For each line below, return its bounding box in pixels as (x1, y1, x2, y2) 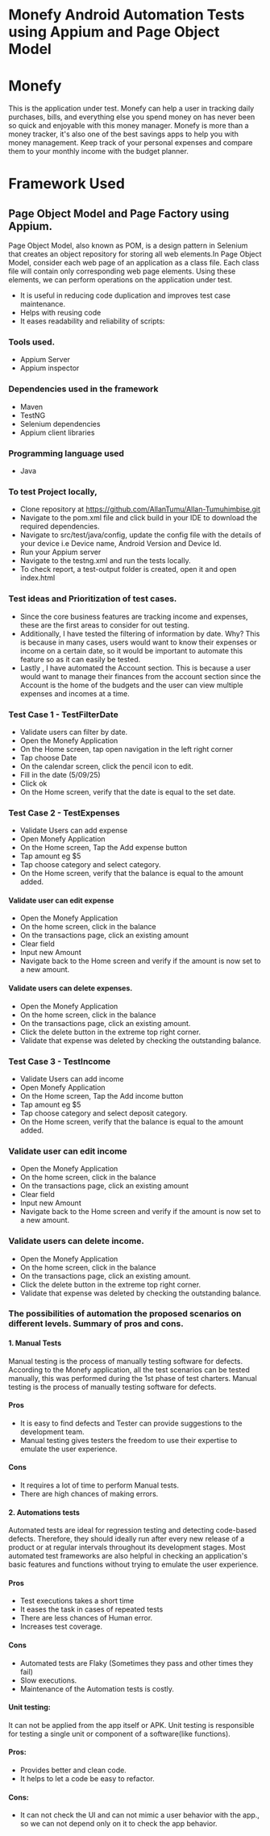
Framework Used (8, 175, 125, 193)
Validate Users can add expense (19, 825, 128, 836)
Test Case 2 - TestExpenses (8, 807, 120, 818)
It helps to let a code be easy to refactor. (19, 1774, 155, 1784)
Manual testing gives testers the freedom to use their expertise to (19, 1435, 238, 1445)
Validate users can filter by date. (19, 727, 128, 736)
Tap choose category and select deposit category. (19, 1108, 188, 1118)
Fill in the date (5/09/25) (19, 770, 101, 779)
